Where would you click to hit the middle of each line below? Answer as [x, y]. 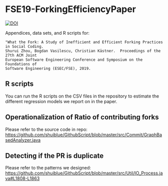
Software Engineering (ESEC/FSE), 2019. [48, 68]
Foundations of [21, 64]
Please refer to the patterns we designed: [48, 168]
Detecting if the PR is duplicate [55, 156]
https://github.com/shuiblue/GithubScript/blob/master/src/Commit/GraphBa [84, 135]
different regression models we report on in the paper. [61, 101]
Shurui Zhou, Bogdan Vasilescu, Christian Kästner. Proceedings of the [83, 51]
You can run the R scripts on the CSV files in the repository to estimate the [82, 96]
